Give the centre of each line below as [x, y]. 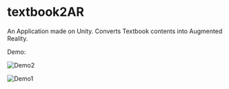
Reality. [18, 38]
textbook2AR [46, 12]
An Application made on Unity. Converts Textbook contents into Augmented [115, 31]
